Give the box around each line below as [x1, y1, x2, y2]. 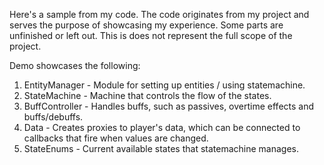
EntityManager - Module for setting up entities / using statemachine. [23, 79, 306, 91]
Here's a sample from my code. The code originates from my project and [9, 9, 310, 20]
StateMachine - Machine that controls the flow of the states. [23, 90, 272, 101]
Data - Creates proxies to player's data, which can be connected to [23, 122, 301, 133]
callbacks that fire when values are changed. [23, 132, 209, 144]
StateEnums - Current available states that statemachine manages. [23, 143, 299, 154]
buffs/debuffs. [23, 111, 84, 123]
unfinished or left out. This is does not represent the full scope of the [9, 30, 293, 41]
